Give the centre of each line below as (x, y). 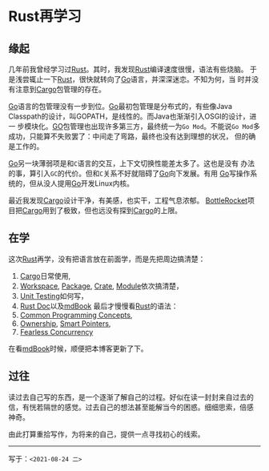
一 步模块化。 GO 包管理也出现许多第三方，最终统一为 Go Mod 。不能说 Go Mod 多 (134, 126)
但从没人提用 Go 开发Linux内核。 (82, 183)
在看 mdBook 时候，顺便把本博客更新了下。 (78, 348)
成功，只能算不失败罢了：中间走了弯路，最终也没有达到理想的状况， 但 (125, 136)
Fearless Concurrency (56, 332)
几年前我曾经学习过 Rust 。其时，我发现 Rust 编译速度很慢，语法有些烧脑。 (128, 69)
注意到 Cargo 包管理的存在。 (60, 89)
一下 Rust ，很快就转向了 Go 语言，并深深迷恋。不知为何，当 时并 (147, 79)
